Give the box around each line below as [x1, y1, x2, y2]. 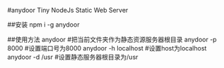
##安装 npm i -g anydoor [7, 20, 80, 29]
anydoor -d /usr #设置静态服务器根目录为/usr [7, 53, 138, 61]
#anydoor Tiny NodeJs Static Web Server [7, 6, 129, 14]
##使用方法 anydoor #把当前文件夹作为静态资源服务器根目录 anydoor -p [7, 35, 217, 43]
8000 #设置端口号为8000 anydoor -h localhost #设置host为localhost [7, 44, 207, 52]
